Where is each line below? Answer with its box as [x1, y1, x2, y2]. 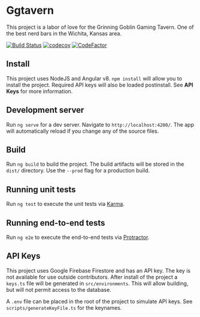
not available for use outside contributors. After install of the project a [6, 273, 178, 280]
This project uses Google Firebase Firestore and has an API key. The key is [6, 267, 190, 274]
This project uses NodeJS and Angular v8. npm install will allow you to [6, 74, 183, 82]
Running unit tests [6, 184, 76, 195]
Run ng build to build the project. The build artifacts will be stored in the [6, 160, 184, 168]
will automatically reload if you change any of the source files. [6, 127, 159, 134]
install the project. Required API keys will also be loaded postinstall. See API [6, 81, 193, 88]
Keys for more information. [6, 88, 73, 95]
